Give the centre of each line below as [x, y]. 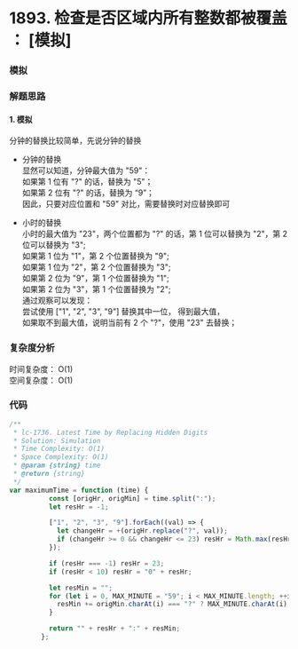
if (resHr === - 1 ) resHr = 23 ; [106, 563]
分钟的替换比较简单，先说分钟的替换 [75, 141]
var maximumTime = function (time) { [79, 490]
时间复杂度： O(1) [41, 368]
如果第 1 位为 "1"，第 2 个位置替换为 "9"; [96, 256]
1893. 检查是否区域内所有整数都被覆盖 [149, 18]
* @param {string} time [57, 466]
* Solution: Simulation [57, 440]
